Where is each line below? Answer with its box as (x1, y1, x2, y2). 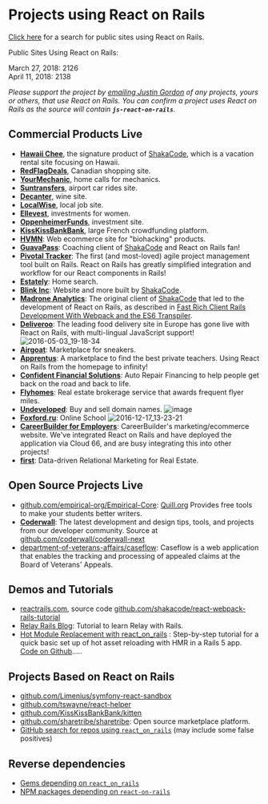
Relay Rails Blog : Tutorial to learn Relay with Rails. (19, 621, 184, 631)
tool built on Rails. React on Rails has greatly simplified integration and (19, 259, 252, 269)
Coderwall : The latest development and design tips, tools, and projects (19, 517, 254, 527)
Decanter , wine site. (19, 191, 88, 201)
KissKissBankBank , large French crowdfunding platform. (19, 225, 210, 235)
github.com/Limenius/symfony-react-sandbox (19, 691, 172, 701)
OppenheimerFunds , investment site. (19, 216, 144, 226)
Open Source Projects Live (8, 479, 144, 492)
